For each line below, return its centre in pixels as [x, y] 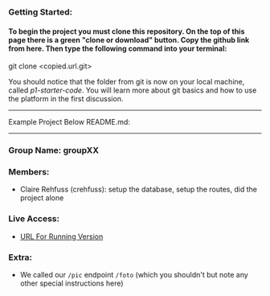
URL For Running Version [61, 236]
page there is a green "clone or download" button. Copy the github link [129, 39]
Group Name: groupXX [53, 150]
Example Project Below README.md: [70, 122]
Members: [29, 171]
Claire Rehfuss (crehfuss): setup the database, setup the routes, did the [138, 189]
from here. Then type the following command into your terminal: [118, 48]
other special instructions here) [72, 283]
